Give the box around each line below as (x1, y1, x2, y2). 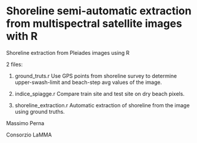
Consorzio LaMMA (6, 131, 52, 138)
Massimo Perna (6, 119, 45, 126)
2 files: (6, 61, 23, 68)
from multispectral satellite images (6, 17, 183, 30)
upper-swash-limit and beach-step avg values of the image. (14, 79, 162, 86)
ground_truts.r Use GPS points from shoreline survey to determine (14, 72, 177, 79)
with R (6, 30, 38, 43)
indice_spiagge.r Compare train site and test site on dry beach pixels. (14, 90, 185, 97)
